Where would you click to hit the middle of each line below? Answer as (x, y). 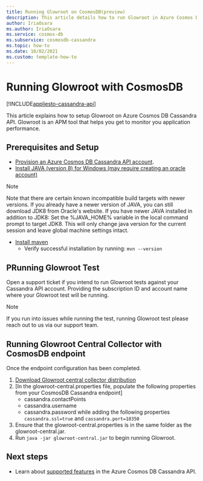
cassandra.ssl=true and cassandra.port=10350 (82, 418)
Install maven (31, 242)
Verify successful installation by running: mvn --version (93, 248)
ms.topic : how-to (28, 46)
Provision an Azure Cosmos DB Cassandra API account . (84, 162)
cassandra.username (50, 406)
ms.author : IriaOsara (34, 29)
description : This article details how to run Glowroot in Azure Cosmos (100, 18)
